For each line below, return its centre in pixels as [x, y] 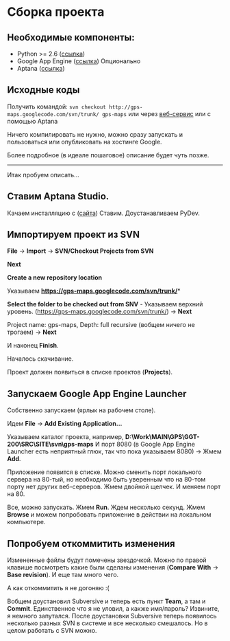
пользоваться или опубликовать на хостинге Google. [85, 142]
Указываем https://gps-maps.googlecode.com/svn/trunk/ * [94, 291]
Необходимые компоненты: [71, 37]
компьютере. [26, 522]
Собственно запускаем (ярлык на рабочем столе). [81, 410]
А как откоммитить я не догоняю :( [58, 588]
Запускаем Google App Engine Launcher [97, 393]
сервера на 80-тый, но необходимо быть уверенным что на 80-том [106, 480]
